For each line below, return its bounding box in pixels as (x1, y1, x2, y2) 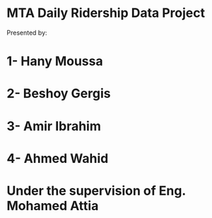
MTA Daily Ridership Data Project (6, 5, 206, 21)
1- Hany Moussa (6, 53, 103, 69)
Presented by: (6, 28, 47, 37)
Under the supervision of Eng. (6, 183, 187, 199)
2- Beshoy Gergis (6, 86, 111, 102)
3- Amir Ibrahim (6, 118, 102, 134)
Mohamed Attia (6, 197, 99, 214)
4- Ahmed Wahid (6, 150, 109, 166)
